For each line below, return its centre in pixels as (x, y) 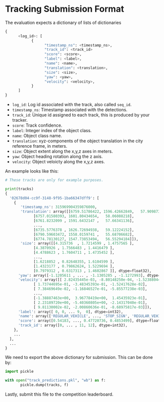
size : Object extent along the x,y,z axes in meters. (62, 151)
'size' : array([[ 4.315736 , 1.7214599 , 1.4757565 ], (77, 244)
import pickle (20, 372)
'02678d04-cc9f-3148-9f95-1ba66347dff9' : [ (54, 198)
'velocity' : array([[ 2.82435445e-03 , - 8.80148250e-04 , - (78, 280)
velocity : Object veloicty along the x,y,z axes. (58, 162)
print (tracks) (20, 189)
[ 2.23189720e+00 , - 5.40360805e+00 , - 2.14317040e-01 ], (90, 302)
